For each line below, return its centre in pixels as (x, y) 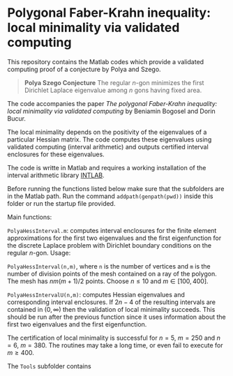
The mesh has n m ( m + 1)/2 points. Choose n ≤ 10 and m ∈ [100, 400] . (108, 281)
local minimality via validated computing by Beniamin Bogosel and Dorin (112, 111)
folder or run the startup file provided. (61, 203)
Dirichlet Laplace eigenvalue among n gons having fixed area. (113, 90)
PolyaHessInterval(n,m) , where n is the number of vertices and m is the (109, 266)
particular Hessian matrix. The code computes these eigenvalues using (110, 139)
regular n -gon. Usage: (39, 253)
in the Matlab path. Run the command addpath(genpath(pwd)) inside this (110, 196)
